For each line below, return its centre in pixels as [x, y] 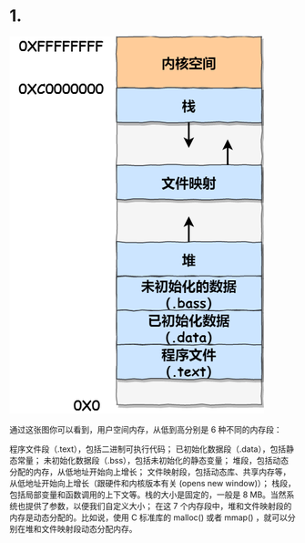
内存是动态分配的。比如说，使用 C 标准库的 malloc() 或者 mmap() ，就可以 [149, 517]
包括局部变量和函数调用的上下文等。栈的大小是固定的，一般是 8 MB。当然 [148, 495]
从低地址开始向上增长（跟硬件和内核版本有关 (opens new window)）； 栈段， [152, 483]
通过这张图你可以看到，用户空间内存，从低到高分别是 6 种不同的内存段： [146, 429]
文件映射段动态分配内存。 [89, 528]
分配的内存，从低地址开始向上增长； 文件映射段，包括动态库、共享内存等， [150, 472]
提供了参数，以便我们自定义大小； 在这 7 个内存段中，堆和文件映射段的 [158, 506]
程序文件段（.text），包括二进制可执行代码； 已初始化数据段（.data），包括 [148, 449]
